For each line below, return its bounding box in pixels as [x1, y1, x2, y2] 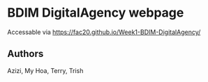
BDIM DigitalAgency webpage [7, 5, 184, 21]
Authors [7, 48, 44, 60]
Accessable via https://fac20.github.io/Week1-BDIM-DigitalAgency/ [7, 28, 201, 36]
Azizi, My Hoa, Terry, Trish [7, 66, 84, 74]
